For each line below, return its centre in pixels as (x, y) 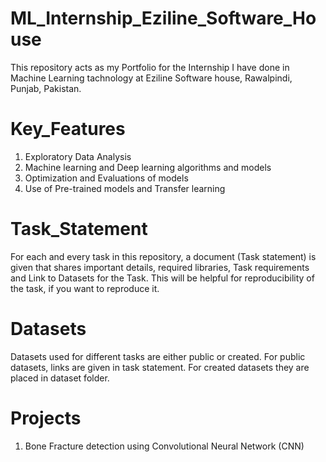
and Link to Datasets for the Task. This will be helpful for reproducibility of (162, 278)
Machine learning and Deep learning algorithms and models (148, 167)
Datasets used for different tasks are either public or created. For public (158, 356)
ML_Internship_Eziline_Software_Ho (163, 18)
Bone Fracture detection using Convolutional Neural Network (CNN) (164, 446)
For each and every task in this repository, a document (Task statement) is (163, 256)
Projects (46, 418)
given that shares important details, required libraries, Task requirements (160, 267)
